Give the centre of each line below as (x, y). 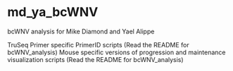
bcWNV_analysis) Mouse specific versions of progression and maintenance (116, 52)
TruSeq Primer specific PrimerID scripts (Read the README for (98, 45)
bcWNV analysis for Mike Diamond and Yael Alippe (81, 31)
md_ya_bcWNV (53, 12)
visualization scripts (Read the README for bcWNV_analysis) (96, 59)
